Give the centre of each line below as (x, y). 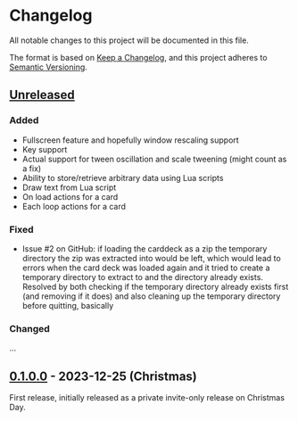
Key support (45, 149)
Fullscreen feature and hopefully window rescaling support (130, 140)
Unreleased (42, 95)
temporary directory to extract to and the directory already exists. (142, 277)
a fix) (32, 168)
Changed (30, 328)
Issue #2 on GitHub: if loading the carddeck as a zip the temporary (145, 248)
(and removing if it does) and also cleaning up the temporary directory (151, 296)
